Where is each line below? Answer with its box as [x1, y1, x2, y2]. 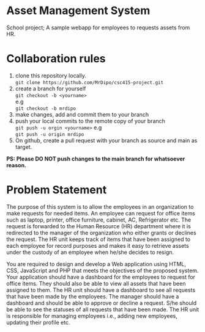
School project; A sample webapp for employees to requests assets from [6, 24, 190, 31]
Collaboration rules [6, 52, 106, 66]
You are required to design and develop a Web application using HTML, [6, 260, 187, 267]
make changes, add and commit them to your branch [15, 110, 149, 118]
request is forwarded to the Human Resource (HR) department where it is [6, 222, 191, 229]
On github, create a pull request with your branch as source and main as [15, 137, 198, 144]
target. [15, 143, 32, 150]
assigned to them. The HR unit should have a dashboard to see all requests [6, 286, 196, 294]
